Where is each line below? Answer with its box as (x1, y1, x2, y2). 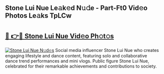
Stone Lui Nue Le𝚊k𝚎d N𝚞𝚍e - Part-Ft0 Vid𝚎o (5, 4, 148, 12)
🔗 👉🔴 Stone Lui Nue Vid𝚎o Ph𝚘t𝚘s (5, 32, 114, 40)
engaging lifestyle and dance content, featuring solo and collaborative (5, 53, 147, 58)
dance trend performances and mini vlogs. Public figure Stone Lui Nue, (5, 58, 149, 64)
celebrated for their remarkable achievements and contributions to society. (5, 63, 157, 69)
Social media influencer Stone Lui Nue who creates (55, 48, 159, 53)
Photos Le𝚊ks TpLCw (5, 12, 72, 20)
